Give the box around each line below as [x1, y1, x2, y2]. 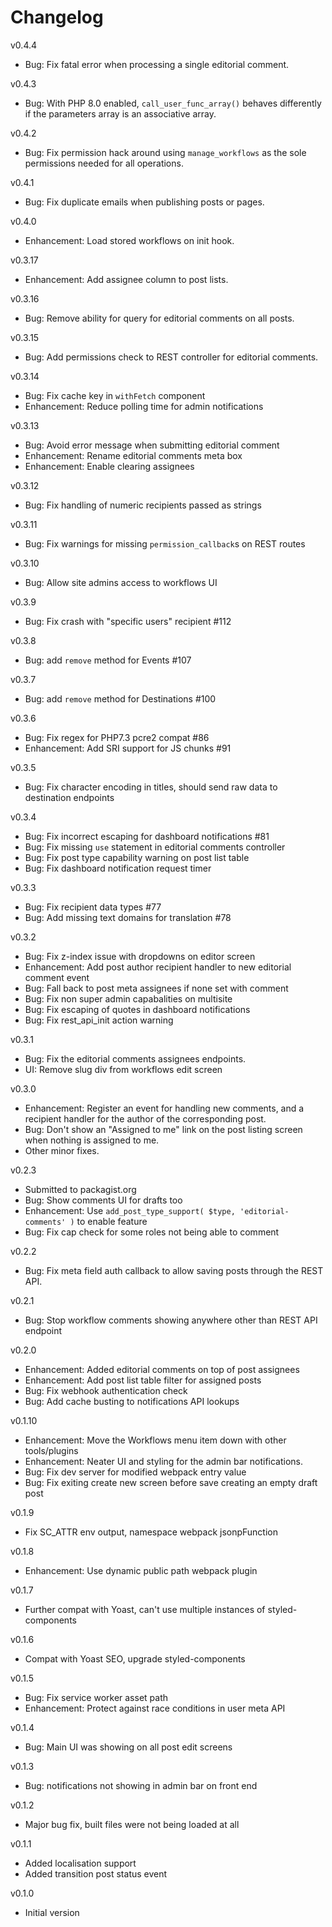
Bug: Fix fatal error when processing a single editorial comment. [24, 58, 290, 70]
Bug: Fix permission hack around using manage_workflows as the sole [24, 146, 307, 158]
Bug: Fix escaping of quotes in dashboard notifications [24, 1003, 251, 1015]
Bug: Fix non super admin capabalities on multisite [24, 992, 233, 1005]
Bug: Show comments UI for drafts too [24, 1194, 183, 1206]
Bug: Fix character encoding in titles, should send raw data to [24, 781, 278, 793]
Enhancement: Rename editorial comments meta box [24, 449, 243, 461]
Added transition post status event [24, 1867, 168, 1880]
